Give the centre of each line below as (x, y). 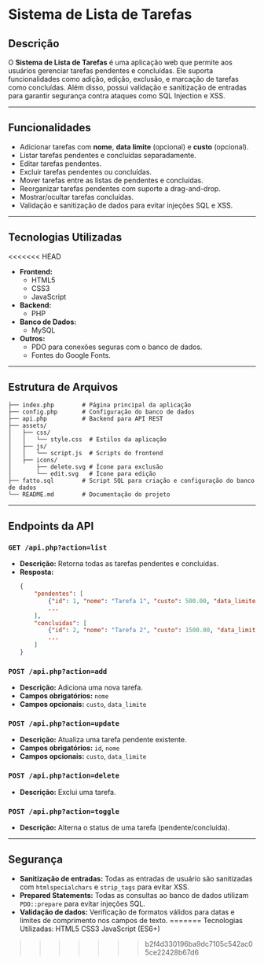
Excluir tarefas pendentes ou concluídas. (85, 171)
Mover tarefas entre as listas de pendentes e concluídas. (112, 180)
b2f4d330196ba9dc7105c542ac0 (199, 944)
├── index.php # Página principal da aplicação (100, 405)
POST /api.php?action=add (58, 671)
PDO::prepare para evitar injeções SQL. (82, 903)
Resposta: (37, 572)
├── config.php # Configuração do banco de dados (101, 412)
